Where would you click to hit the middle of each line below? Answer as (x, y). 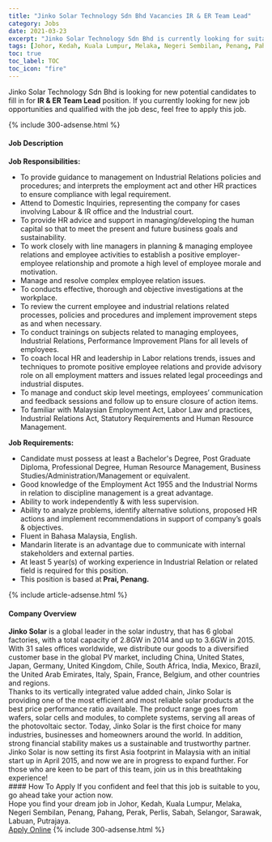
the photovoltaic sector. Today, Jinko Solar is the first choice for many (125, 726)
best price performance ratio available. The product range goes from (123, 709)
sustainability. (43, 237)
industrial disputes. (52, 384)
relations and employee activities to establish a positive (112, 254)
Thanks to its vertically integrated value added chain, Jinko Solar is (120, 692)
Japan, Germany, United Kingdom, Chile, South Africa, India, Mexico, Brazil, (135, 666)
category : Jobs (34, 24)
